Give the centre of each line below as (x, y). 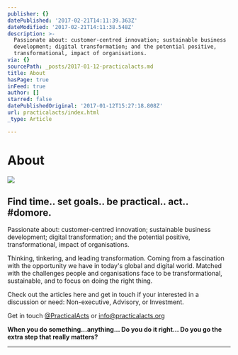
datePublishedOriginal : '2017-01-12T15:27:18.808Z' (85, 106)
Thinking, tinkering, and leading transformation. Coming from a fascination (116, 258)
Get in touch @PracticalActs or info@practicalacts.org (86, 316)
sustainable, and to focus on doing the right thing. (80, 281)
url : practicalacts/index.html (53, 112)
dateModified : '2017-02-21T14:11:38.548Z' (71, 27)
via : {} (19, 60)
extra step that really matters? (53, 337)
